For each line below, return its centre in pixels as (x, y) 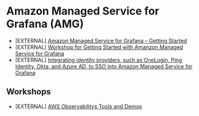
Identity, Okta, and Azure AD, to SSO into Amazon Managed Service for (104, 66)
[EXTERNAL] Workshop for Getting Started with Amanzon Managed (99, 47)
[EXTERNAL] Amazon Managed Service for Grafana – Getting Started (101, 40)
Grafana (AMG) (45, 24)
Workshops (29, 92)
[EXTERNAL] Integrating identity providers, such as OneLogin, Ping (99, 60)
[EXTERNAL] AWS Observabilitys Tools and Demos (78, 106)
